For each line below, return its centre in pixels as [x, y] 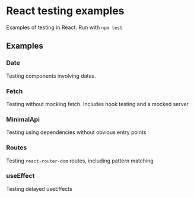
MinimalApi [23, 119]
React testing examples [65, 11]
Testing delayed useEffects [39, 189]
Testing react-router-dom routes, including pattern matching [80, 161]
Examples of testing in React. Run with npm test [64, 27]
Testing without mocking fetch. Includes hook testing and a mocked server [97, 104]
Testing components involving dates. [51, 76]
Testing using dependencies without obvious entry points [76, 132]
